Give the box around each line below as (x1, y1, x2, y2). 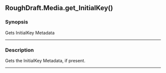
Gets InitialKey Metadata (5, 29, 55, 36)
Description (5, 47, 34, 53)
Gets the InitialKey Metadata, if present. (5, 57, 85, 63)
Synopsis (5, 19, 28, 25)
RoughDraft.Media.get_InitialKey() (5, 4, 113, 12)
